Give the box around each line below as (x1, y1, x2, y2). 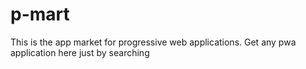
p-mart (10, 3, 70, 26)
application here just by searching (10, 46, 150, 58)
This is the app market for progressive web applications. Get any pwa (10, 36, 297, 48)
